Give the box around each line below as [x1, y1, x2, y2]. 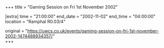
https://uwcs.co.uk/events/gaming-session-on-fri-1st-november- [27, 28, 159, 33]
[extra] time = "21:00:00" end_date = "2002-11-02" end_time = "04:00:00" [5, 14, 156, 19]
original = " [5, 28, 28, 33]
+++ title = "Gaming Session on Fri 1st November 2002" [5, 4, 118, 10]
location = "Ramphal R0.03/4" [5, 19, 66, 24]
